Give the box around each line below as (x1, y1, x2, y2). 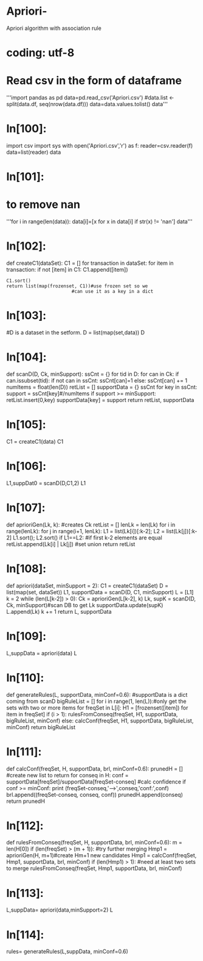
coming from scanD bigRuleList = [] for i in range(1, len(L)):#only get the (6, 697, 187, 705)
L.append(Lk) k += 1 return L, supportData (6, 608, 112, 615)
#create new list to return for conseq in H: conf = (6, 771, 129, 779)
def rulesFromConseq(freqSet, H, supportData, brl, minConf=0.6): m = (6, 839, 182, 846)
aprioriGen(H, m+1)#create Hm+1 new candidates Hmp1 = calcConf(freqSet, (6, 852, 197, 859)
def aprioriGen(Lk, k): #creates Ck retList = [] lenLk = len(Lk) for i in (6, 520, 176, 528)
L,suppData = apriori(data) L (6, 649, 77, 657)
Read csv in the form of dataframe (6, 74, 182, 88)
